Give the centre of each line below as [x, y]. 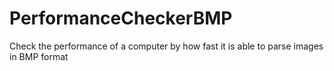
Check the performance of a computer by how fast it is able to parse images [166, 46]
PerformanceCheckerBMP [121, 18]
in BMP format [39, 56]
